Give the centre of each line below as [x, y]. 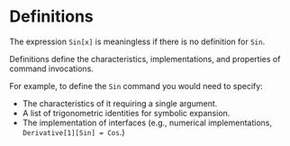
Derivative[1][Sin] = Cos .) [73, 132]
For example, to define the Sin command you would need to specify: [136, 86]
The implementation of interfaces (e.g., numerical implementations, [147, 123]
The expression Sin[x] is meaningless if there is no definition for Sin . [137, 41]
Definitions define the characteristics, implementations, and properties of [145, 59]
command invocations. [52, 68]
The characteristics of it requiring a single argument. [120, 103]
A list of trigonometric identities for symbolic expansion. [126, 113]
